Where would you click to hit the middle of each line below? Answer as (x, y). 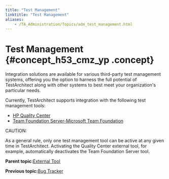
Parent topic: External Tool (33, 161)
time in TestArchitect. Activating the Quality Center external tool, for (76, 146)
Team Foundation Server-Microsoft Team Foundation (68, 121)
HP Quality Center (31, 115)
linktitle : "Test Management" (37, 15)
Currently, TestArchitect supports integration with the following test (76, 100)
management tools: (25, 106)
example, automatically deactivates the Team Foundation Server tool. (77, 152)
